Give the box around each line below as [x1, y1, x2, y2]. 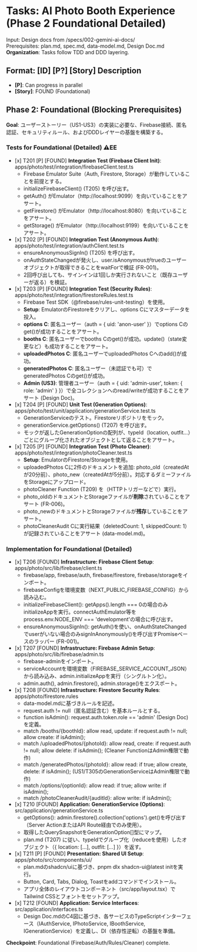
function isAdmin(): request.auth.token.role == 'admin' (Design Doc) [23, 714, 189, 721]
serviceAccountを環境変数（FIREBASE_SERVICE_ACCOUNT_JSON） [23, 665, 190, 673]
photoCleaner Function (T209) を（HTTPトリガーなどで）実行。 [23, 485, 179, 493]
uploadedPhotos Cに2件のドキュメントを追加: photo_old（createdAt [23, 463, 189, 470]
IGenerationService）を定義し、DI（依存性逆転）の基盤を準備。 [23, 927, 179, 935]
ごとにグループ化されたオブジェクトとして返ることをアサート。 [23, 436, 178, 443]
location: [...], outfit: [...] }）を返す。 [58, 844, 145, 851]
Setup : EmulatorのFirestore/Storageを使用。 [23, 456, 131, 463]
